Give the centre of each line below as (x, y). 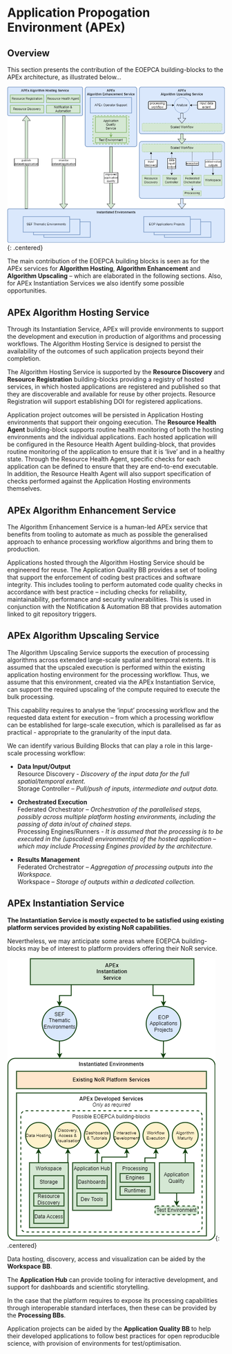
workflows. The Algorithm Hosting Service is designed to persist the (104, 344)
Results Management (49, 859)
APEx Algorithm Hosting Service (78, 312)
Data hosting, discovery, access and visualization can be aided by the (106, 1258)
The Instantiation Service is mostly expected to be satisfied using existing (116, 920)
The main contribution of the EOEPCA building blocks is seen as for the (108, 261)
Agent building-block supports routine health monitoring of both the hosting (116, 430)
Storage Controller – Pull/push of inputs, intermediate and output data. (118, 789)
